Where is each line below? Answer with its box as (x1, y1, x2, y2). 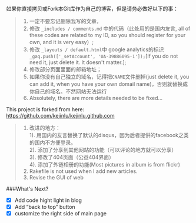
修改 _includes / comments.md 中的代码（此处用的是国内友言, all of (29, 25, 191, 32)
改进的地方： (29, 124, 61, 131)
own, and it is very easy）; (29, 39, 94, 45)
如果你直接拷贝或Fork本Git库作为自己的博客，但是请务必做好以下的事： (6, 5, 178, 12)
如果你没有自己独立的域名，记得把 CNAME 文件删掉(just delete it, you (29, 73, 190, 80)
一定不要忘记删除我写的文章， (29, 18, 102, 25)
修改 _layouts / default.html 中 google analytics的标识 (29, 46, 164, 53)
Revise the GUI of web (29, 174, 84, 181)
